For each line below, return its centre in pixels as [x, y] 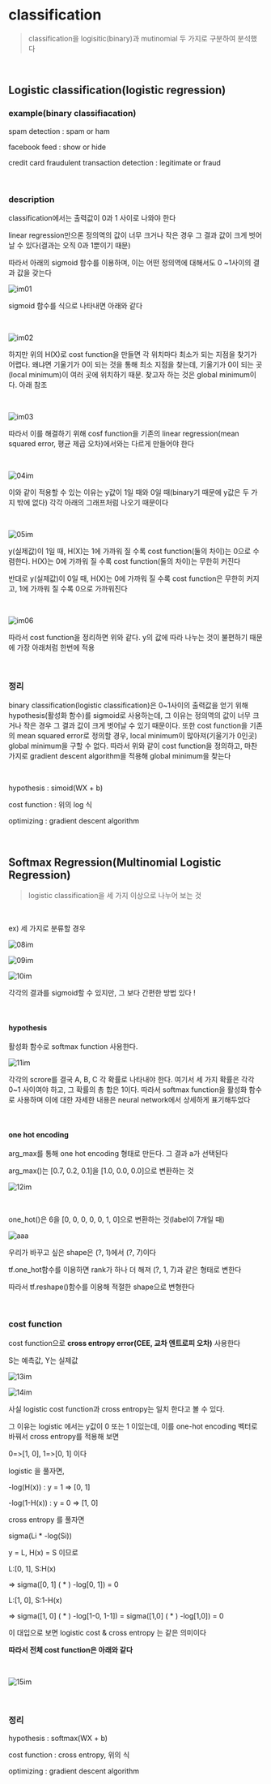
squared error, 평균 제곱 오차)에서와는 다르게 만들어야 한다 [101, 443]
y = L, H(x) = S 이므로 [43, 1552]
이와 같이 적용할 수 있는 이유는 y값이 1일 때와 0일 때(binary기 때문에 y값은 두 [129, 492]
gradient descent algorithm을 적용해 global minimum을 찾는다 [130, 756]
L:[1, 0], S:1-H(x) [36, 1600]
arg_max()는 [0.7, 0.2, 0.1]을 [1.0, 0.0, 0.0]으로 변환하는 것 [101, 1171]
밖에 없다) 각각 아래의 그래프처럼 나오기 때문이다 [93, 502]
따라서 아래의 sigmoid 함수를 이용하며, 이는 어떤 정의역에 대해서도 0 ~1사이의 [130, 262]
